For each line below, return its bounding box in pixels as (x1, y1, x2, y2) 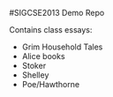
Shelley (21, 70, 49, 80)
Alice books (21, 51, 65, 61)
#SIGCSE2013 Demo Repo (9, 8, 105, 18)
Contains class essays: (9, 25, 93, 34)
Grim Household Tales (21, 41, 103, 52)
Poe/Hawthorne (21, 79, 80, 89)
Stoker (21, 61, 47, 71)
